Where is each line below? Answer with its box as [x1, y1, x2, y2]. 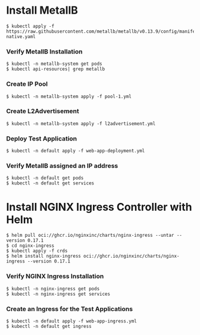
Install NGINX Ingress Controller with [6, 200, 192, 214]
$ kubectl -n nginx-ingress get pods [6, 286, 100, 292]
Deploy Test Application [6, 134, 77, 143]
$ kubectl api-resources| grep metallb [6, 66, 105, 72]
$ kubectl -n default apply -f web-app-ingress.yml [6, 318, 137, 324]
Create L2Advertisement [6, 107, 79, 115]
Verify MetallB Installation [6, 47, 83, 55]
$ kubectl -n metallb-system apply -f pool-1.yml [6, 93, 132, 99]
